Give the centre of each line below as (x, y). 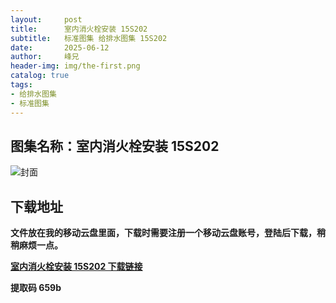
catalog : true (40, 76)
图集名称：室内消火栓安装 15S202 (115, 146)
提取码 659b (36, 288)
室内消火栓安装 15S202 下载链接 (76, 267)
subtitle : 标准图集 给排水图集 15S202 (89, 38)
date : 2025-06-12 (60, 47)
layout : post (46, 19)
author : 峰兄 (45, 57)
